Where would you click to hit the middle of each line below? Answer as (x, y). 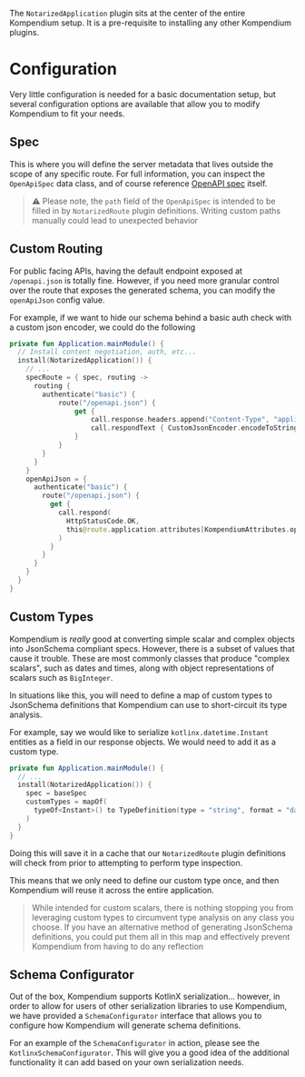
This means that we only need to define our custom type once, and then (144, 880)
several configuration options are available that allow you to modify (135, 104)
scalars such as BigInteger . (61, 677)
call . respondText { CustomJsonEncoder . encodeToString (194, 428)
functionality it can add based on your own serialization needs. (127, 1062)
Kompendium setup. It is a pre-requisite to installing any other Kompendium (151, 23)
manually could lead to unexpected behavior (114, 220)
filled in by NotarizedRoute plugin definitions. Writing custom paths (156, 210)
